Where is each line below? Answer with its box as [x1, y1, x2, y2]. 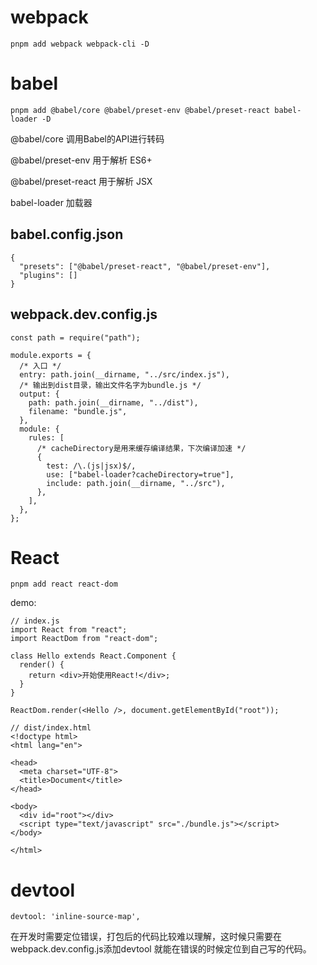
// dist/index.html [10, 723, 92, 733]
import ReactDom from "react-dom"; [10, 634, 159, 644]
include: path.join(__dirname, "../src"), [46, 478, 226, 488]
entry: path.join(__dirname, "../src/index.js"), [19, 369, 230, 380]
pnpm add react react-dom [10, 579, 118, 590]
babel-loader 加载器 [10, 196, 93, 208]
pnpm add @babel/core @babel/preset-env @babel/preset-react [10, 105, 271, 115]
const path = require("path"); [10, 332, 141, 343]
